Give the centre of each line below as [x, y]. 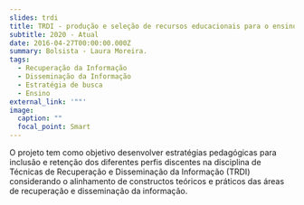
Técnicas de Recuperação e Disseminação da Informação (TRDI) [130, 172]
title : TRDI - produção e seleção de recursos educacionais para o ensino [153, 26]
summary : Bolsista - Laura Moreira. [78, 51]
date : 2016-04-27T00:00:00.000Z [70, 43]
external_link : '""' [48, 102]
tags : [19, 60]
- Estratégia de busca [60, 85]
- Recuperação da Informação [72, 69]
